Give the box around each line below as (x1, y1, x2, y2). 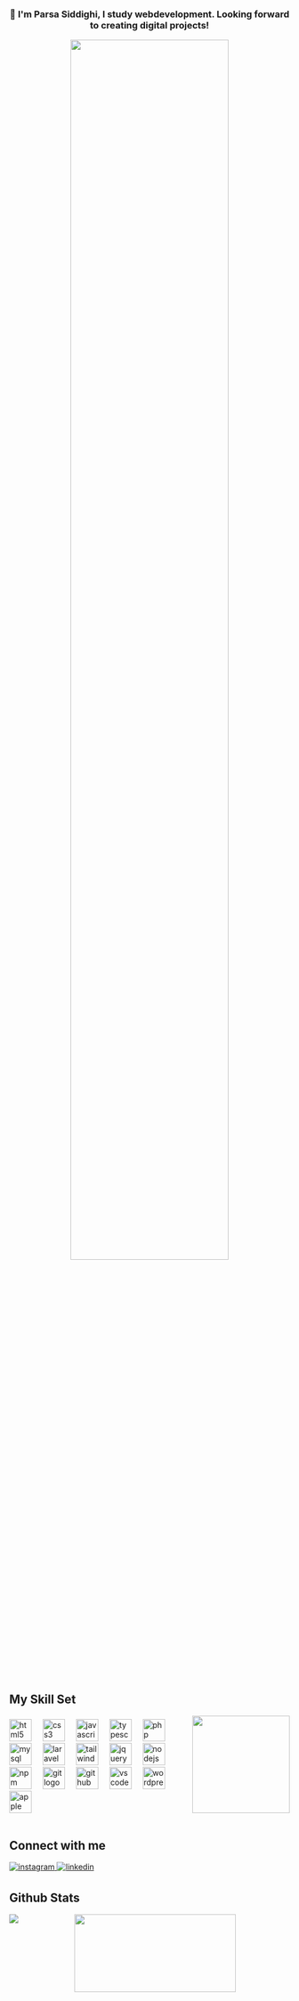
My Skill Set (9, 1691, 77, 1706)
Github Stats (9, 1890, 80, 1905)
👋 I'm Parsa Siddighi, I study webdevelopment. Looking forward (9, 8, 290, 20)
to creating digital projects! (89, 19, 210, 31)
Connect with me (9, 1838, 107, 1853)
